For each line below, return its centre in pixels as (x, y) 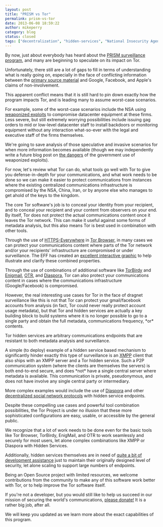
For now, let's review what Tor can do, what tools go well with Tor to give (78, 169)
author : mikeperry (24, 28)
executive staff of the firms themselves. (45, 135)
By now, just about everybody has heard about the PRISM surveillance (75, 55)
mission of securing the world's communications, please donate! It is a (76, 500)
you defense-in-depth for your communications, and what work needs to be (81, 174)
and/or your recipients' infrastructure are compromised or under (69, 250)
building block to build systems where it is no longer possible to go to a (76, 316)
